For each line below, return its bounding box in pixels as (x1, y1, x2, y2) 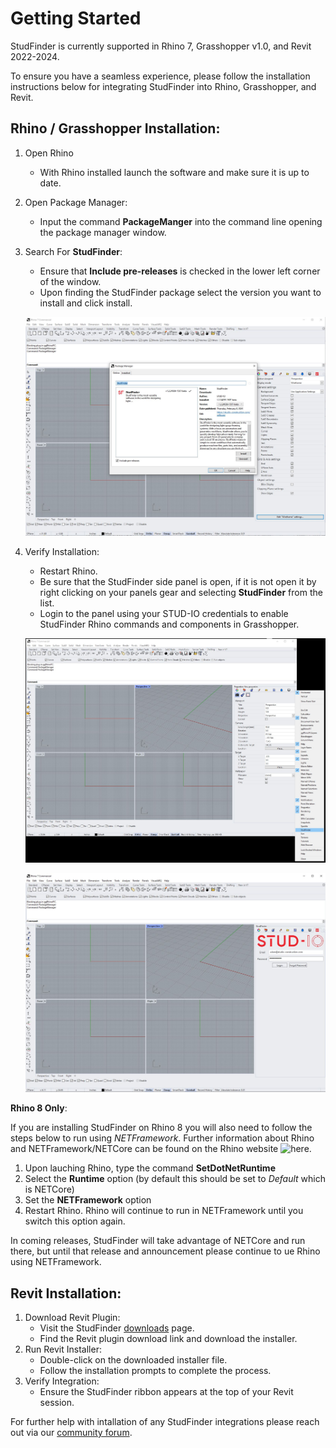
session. (39, 1397, 75, 1409)
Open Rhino (24, 147, 74, 159)
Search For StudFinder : (24, 245, 123, 257)
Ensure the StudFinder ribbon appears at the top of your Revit (39, 1386, 294, 1398)
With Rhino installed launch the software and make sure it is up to (39, 166, 310, 178)
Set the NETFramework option (24, 1194, 152, 1206)
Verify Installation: (24, 546, 100, 558)
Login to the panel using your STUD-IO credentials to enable (39, 608, 289, 620)
